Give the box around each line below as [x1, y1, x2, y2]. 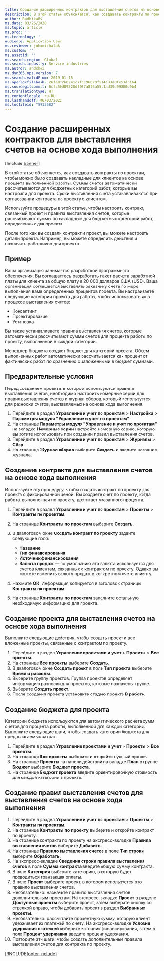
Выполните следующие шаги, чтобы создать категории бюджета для [5, 729, 150, 735]
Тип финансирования [19, 550, 66, 556]
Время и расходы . [12, 671, 52, 676]
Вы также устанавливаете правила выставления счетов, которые [5, 328, 142, 334]
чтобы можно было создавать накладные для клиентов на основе [5, 175, 143, 181]
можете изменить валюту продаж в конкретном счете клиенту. [19, 571, 153, 577]
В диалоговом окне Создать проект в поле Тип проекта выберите [12, 665, 152, 671]
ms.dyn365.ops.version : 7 [5, 71, 58, 76]
